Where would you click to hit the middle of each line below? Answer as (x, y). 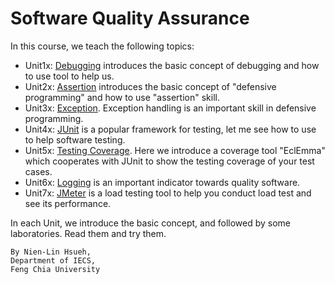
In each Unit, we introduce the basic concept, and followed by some (151, 223)
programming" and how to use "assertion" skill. (122, 97)
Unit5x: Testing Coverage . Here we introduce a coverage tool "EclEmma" (175, 150)
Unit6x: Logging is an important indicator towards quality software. (162, 182)
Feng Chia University (55, 269)
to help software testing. (75, 139)
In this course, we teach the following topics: (102, 46)
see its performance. (68, 203)
